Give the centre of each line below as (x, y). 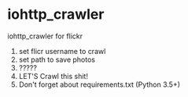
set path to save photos (57, 59)
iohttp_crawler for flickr (45, 36)
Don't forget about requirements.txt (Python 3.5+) (100, 84)
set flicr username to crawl (62, 51)
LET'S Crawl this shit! (53, 76)
